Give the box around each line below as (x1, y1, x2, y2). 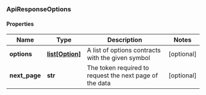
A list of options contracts (86, 46, 161, 55)
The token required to (86, 64, 149, 72)
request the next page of (86, 71, 158, 80)
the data (86, 79, 111, 88)
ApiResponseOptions (6, 5, 72, 13)
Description (107, 36, 142, 44)
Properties (6, 20, 34, 28)
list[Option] (47, 50, 82, 58)
